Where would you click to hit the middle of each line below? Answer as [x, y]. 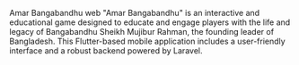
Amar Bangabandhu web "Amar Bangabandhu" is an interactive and [135, 13]
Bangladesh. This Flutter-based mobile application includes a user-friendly [147, 41]
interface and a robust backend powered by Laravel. [106, 51]
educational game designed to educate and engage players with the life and [150, 22]
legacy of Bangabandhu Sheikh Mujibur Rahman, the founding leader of [142, 32]
